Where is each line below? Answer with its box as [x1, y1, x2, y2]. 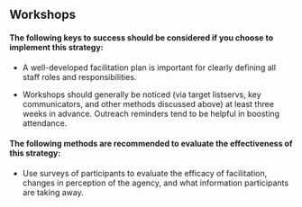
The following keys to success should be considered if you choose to [9, 31, 273, 43]
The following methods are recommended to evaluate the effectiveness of [9, 139, 293, 149]
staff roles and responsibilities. [22, 71, 137, 82]
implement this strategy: [9, 41, 104, 52]
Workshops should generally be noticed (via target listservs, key [22, 89, 261, 100]
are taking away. [22, 186, 84, 197]
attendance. [22, 117, 68, 129]
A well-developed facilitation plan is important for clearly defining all [22, 62, 277, 73]
